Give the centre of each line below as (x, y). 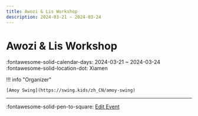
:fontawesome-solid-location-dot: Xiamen (57, 69)
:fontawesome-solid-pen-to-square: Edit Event (63, 107)
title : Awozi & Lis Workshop (42, 11)
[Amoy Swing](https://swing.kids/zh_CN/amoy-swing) (71, 91)
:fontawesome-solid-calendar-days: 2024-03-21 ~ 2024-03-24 (83, 62)
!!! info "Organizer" (29, 80)
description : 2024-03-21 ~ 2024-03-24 (54, 17)
